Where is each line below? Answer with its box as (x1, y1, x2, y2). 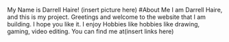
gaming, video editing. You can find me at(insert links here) (7, 27, 174, 35)
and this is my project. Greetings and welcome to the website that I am (7, 13, 206, 21)
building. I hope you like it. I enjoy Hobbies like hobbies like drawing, (7, 20, 200, 28)
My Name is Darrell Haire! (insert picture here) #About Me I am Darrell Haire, (7, 6, 223, 14)
